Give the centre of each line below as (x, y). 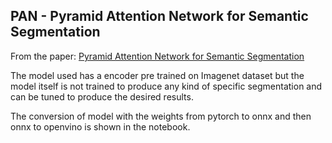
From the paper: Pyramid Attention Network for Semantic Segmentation (157, 56)
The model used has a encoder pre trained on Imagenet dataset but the (157, 75)
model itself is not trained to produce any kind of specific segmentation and (166, 86)
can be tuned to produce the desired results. (102, 96)
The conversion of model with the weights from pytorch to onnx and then (161, 116)
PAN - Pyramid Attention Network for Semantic (159, 16)
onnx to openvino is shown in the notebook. (100, 126)
